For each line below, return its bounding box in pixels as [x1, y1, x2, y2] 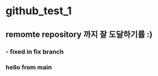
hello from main [5, 64, 52, 72]
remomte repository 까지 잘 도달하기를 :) [5, 29, 153, 39]
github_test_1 [5, 4, 72, 18]
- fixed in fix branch [5, 47, 64, 56]
